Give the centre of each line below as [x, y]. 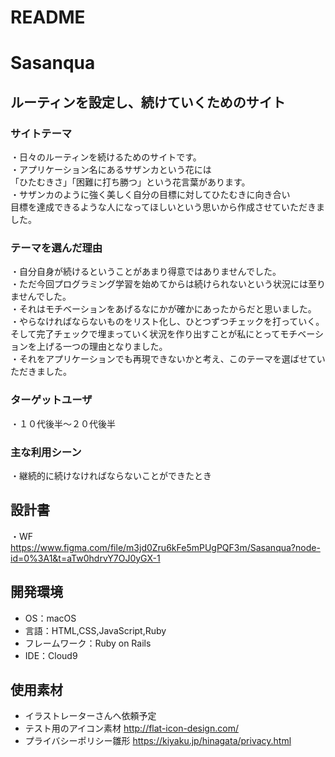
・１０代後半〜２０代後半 [63, 423]
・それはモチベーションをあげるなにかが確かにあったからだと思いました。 [163, 309]
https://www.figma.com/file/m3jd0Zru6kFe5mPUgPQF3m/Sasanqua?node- [165, 547]
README [48, 17]
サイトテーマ [41, 133]
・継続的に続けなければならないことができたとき [111, 475]
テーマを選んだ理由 [56, 248]
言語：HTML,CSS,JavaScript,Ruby [95, 630]
